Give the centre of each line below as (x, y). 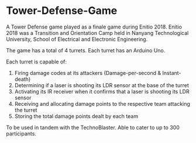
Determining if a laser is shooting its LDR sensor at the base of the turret (102, 85)
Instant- (172, 73)
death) (23, 79)
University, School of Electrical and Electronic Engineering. (77, 39)
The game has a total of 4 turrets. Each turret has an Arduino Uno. (86, 50)
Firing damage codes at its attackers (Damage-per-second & (88, 73)
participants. (21, 133)
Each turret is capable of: (37, 62)
